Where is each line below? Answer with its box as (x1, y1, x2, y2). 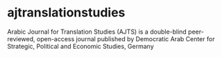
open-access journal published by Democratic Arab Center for (37, 34, 215, 43)
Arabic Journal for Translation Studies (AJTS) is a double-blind (7, 27, 187, 36)
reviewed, (7, 34, 36, 43)
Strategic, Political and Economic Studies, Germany (7, 42, 154, 50)
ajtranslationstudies (7, 5, 126, 21)
